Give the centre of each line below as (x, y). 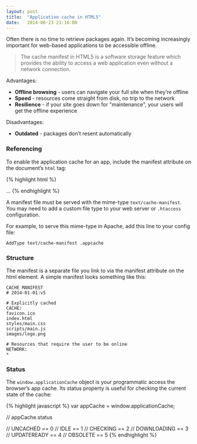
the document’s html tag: (36, 168)
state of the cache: (29, 395)
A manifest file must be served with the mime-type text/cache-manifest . (94, 202)
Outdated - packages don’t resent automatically (73, 133)
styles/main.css (26, 323)
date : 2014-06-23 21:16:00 (42, 22)
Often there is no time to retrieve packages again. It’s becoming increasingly (98, 39)
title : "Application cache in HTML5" (54, 17)
